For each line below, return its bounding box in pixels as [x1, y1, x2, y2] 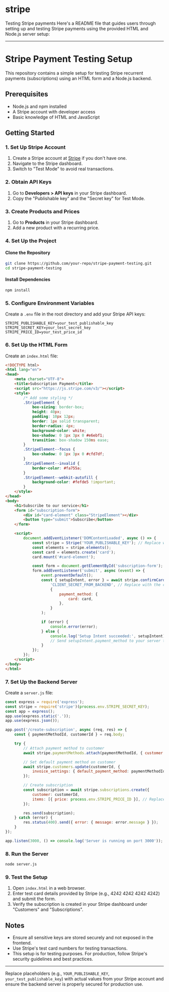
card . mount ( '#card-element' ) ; [32, 554, 96, 560]
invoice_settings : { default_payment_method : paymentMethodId [32, 769, 165, 774]
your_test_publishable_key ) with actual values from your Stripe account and [5, 976, 164, 982]
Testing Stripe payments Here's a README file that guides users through [5, 20, 156, 26]
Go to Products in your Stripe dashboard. [12, 219, 99, 225]
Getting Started [5, 129, 55, 137]
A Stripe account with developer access [12, 108, 96, 114]
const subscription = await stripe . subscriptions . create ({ [23, 787, 150, 792]
